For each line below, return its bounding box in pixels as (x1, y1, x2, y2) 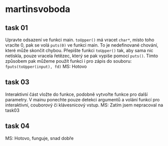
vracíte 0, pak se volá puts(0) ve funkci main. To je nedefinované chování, (5, 42, 158, 48)
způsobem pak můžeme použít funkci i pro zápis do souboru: (5, 58, 132, 64)
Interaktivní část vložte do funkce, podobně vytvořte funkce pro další (5, 91, 148, 97)
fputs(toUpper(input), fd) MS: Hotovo (5, 64, 87, 69)
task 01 (5, 24, 29, 32)
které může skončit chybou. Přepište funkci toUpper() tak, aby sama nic (5, 48, 154, 53)
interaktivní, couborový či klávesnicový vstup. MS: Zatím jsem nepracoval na (5, 102, 163, 108)
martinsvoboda (5, 4, 70, 15)
